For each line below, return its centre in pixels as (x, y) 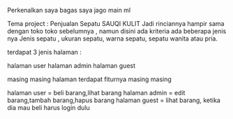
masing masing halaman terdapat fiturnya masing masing (90, 79)
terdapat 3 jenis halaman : (45, 52)
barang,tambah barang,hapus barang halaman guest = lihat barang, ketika (114, 100)
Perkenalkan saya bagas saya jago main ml (69, 10)
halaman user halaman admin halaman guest (72, 65)
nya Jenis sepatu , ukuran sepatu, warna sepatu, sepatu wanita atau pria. (113, 38)
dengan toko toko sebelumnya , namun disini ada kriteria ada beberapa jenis (117, 31)
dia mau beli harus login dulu (49, 107)
